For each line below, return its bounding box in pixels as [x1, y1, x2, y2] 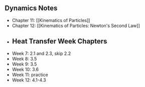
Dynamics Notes [5, 4, 58, 12]
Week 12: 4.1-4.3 [12, 77, 46, 83]
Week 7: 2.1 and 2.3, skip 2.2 [12, 50, 71, 56]
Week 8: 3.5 [12, 55, 37, 61]
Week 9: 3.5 [12, 61, 37, 67]
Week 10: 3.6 [12, 66, 39, 72]
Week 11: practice [12, 71, 49, 77]
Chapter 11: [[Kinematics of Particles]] [12, 17, 90, 23]
